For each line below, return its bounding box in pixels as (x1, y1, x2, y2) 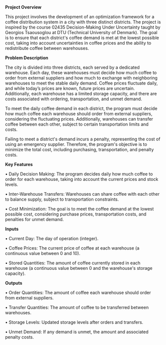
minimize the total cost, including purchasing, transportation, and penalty (5, 147, 154, 152)
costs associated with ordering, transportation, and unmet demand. (5, 96, 142, 102)
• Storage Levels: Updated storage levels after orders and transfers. (5, 319, 143, 325)
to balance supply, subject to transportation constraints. (5, 196, 119, 202)
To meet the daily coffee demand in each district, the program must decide (5, 106, 158, 111)
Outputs (5, 280, 23, 286)
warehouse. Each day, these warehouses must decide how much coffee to (5, 70, 157, 76)
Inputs (5, 226, 19, 232)
